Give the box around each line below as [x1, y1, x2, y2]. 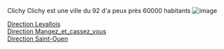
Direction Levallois [7, 20, 61, 28]
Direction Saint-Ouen [7, 35, 68, 43]
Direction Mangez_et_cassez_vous [7, 28, 107, 35]
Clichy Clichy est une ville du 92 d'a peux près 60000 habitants [7, 7, 191, 14]
